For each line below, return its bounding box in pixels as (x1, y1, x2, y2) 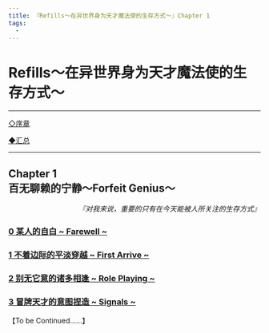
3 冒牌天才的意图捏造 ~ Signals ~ (8, 296, 136, 307)
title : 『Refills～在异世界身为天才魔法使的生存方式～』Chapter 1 (8, 11, 211, 20)
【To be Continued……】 (8, 316, 90, 326)
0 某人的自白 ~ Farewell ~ (8, 226, 108, 237)
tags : (8, 19, 26, 27)
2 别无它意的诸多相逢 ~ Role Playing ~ (8, 272, 155, 283)
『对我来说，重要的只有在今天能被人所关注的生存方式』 (78, 204, 261, 214)
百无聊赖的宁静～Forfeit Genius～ (8, 181, 176, 195)
